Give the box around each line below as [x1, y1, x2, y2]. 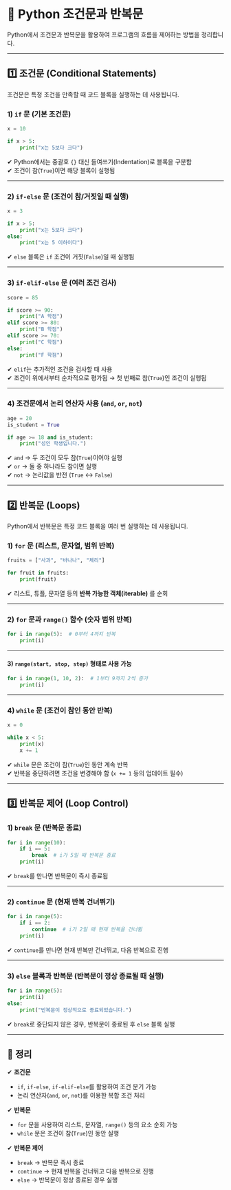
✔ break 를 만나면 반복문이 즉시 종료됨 [7, 872, 109, 880]
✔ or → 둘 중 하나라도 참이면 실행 [7, 462, 98, 470]
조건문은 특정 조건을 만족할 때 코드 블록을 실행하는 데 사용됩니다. [7, 90, 180, 99]
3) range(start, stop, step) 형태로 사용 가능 [7, 660, 132, 668]
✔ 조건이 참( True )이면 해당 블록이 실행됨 [7, 166, 115, 175]
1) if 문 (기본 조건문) [7, 109, 71, 119]
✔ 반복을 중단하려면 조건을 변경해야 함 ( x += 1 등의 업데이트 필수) [7, 768, 184, 777]
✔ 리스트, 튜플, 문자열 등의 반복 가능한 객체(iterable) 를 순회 [7, 589, 168, 597]
